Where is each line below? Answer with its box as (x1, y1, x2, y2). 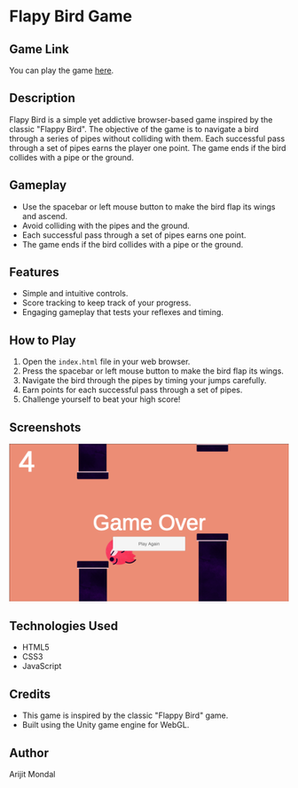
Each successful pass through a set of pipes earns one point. (21, 229, 247, 240)
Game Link (9, 42, 69, 57)
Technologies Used (9, 619, 118, 634)
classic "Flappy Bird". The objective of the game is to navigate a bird (9, 123, 259, 134)
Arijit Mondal (9, 769, 56, 779)
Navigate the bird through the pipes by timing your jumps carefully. (21, 375, 267, 386)
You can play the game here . (9, 65, 114, 75)
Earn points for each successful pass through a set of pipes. (21, 384, 243, 396)
